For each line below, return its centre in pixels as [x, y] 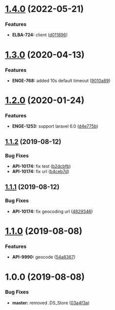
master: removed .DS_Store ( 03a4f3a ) [51, 303]
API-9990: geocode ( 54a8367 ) [44, 257]
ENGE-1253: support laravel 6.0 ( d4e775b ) [55, 126]
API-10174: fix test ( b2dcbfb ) [41, 166]
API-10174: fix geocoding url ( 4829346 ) [52, 211]
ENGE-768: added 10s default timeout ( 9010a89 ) [61, 80]
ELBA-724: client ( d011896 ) [40, 35]
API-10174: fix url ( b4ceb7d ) [41, 172]
